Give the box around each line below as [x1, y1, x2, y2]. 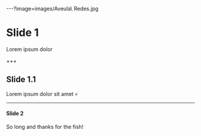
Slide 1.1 [6, 75, 36, 85]
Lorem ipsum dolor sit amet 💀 [6, 90, 78, 97]
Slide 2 [6, 110, 24, 117]
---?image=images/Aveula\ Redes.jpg [6, 5, 99, 12]
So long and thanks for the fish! [6, 123, 84, 130]
